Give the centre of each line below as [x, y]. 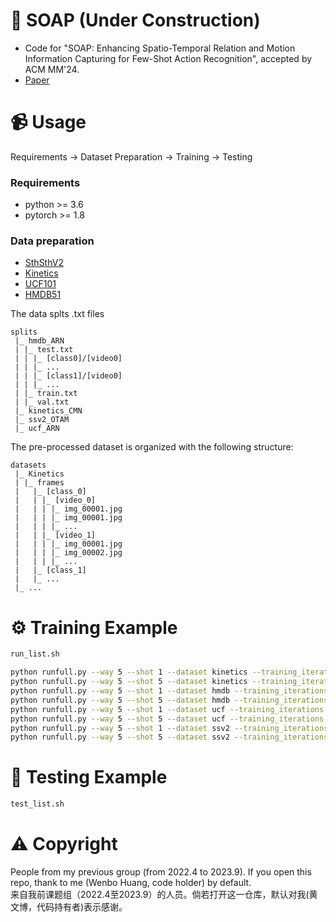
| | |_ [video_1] [55, 535]
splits [24, 332]
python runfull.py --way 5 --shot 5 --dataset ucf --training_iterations [167, 719]
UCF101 [40, 284]
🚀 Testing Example [89, 777]
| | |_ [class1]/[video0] [68, 376]
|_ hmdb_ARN [39, 341]
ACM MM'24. [52, 69]
